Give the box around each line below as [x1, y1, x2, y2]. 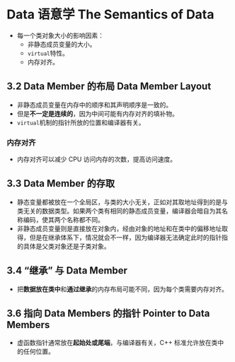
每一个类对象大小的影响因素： [16, 31, 104, 40]
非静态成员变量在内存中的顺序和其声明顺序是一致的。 [16, 100, 173, 109]
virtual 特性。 [27, 49, 69, 57]
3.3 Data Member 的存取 [6, 177, 115, 189]
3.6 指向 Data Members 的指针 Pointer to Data [6, 308, 210, 320]
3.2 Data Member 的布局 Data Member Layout [6, 81, 212, 93]
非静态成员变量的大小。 [27, 40, 96, 48]
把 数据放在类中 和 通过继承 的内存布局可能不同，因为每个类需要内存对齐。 [16, 284, 228, 293]
